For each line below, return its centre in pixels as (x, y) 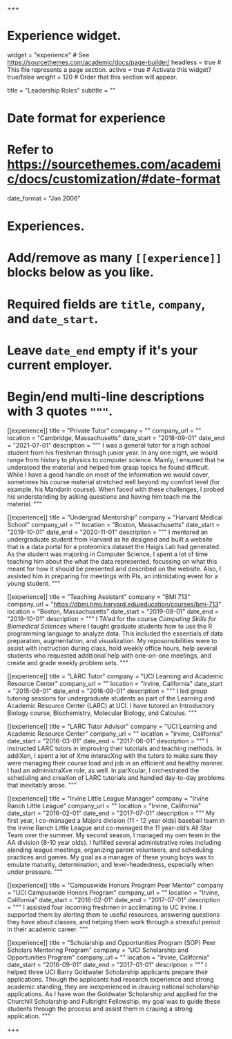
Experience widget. (64, 36)
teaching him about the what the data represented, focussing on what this (112, 561)
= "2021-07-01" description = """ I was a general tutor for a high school (109, 445)
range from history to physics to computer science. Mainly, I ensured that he (116, 459)
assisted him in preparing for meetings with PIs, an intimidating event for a (113, 576)
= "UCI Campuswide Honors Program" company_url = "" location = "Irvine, (113, 893)
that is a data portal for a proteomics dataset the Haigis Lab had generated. (114, 546)
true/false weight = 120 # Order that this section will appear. (92, 77)
